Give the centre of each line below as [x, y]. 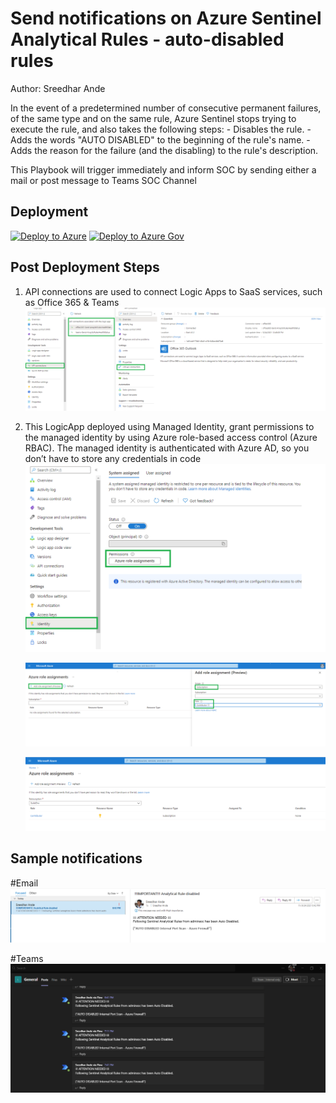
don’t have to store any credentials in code [113, 459]
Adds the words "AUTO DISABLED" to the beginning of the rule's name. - [160, 139]
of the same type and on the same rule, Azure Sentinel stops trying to [153, 118]
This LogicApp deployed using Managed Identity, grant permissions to [169, 427]
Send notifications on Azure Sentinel [166, 18]
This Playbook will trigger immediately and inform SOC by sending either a [163, 169]
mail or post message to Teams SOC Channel [103, 180]
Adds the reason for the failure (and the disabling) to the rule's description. [164, 150]
